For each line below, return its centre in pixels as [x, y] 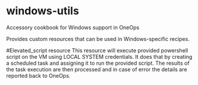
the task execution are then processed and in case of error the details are [97, 69]
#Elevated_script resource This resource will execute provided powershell [97, 50]
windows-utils [43, 11]
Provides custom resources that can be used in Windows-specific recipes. [98, 39]
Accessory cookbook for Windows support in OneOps [73, 27]
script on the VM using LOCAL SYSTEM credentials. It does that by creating [99, 56]
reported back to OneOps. [38, 75]
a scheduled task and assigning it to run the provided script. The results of [98, 63]
